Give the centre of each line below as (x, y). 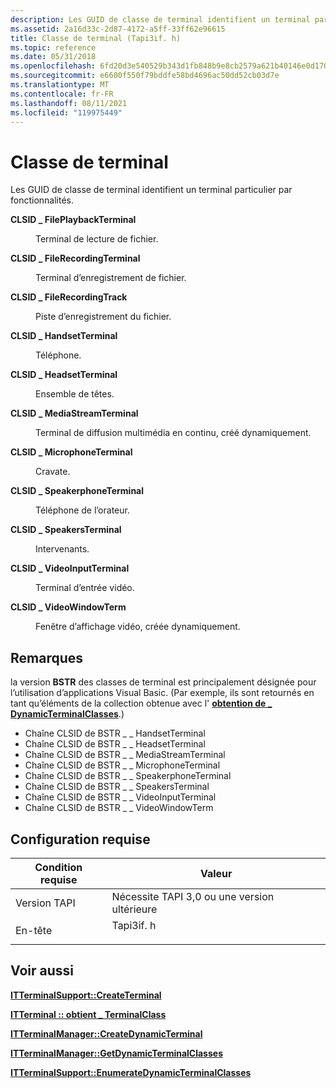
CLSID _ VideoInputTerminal (70, 568)
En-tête (34, 930)
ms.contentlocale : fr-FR (62, 94)
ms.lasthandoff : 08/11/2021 (69, 103)
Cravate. (53, 472)
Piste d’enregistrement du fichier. (103, 317)
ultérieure (134, 909)
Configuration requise (80, 839)
